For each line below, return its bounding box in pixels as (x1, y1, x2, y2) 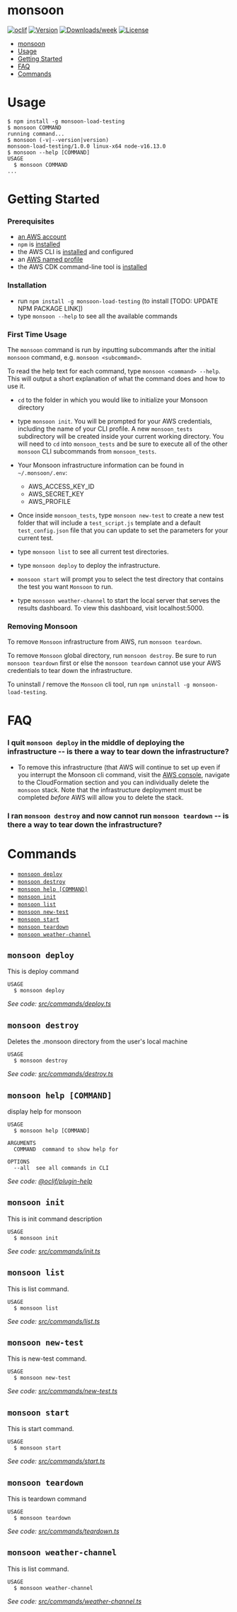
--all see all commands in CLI (13, 1165, 110, 1172)
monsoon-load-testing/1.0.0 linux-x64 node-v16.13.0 (7, 143, 166, 150)
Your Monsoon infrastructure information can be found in (17, 461, 185, 469)
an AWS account (17, 233, 67, 241)
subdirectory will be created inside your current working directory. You (17, 432, 224, 440)
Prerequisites (7, 216, 54, 226)
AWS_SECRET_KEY (28, 489, 85, 498)
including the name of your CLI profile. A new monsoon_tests (17, 424, 193, 433)
